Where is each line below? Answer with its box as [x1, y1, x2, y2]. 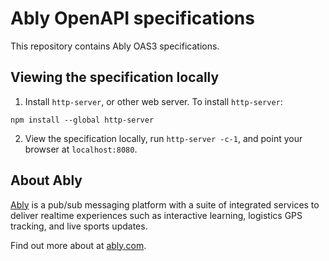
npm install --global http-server [10, 115, 155, 125]
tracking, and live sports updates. [10, 220, 148, 232]
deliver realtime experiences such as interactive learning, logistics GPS [10, 209, 303, 221]
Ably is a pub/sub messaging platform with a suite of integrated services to [10, 198, 320, 211]
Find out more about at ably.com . [10, 239, 147, 251]
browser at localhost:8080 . [24, 143, 138, 155]
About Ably [10, 172, 83, 189]
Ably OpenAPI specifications [10, 7, 255, 30]
